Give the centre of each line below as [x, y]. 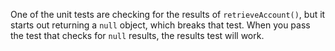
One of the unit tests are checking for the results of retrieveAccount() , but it [168, 14]
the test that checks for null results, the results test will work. [137, 35]
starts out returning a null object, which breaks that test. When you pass [160, 25]
